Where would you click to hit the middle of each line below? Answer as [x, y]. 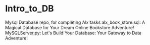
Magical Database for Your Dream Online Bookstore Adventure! [70, 27]
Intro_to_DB [29, 9]
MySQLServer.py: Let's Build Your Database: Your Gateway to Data [74, 33]
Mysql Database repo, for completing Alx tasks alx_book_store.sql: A [75, 22]
